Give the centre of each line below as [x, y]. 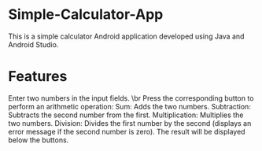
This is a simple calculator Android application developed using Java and [126, 36]
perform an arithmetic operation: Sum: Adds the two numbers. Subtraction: [130, 106]
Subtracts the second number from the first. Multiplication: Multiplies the [126, 115]
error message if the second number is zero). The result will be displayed [127, 131]
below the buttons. [39, 140]
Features [38, 77]
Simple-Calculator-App [86, 15]
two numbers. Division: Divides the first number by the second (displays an [130, 123]
